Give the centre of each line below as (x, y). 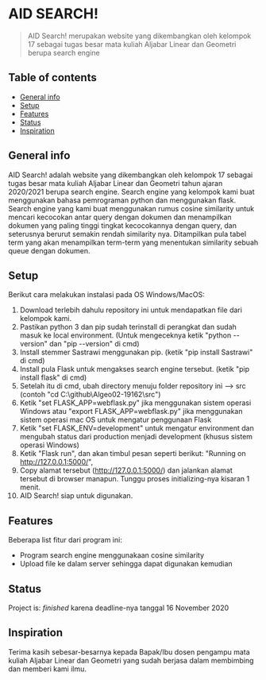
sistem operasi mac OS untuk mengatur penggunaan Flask (116, 420)
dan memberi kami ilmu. (48, 669)
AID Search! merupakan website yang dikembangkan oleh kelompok (139, 36)
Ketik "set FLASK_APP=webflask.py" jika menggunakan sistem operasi (135, 403)
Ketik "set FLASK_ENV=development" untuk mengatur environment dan (137, 428)
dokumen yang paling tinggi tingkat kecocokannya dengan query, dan (122, 225)
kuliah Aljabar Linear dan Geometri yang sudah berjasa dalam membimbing (131, 660)
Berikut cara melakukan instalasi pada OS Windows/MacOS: (106, 295)
